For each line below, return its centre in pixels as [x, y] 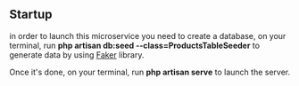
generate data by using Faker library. [77, 55]
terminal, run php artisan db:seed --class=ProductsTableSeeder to [135, 45]
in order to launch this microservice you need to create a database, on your [148, 35]
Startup [31, 15]
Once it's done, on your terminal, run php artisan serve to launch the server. [150, 72]
